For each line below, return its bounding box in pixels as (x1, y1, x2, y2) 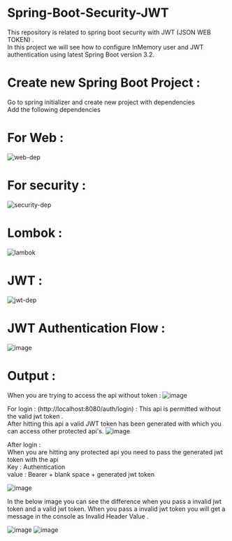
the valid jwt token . (7, 412, 64, 420)
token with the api (7, 455, 59, 463)
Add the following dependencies (7, 105, 101, 113)
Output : (7, 368, 56, 384)
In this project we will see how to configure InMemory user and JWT (7, 43, 204, 51)
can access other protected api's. (7, 426, 104, 435)
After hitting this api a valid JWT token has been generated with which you (7, 419, 222, 428)
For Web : (7, 130, 64, 146)
